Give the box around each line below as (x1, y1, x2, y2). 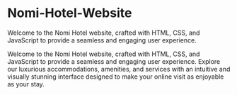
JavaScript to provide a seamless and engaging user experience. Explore (7, 57, 221, 65)
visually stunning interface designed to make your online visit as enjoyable (7, 72, 224, 81)
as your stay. (7, 79, 45, 88)
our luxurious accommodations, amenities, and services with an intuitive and (7, 65, 231, 73)
